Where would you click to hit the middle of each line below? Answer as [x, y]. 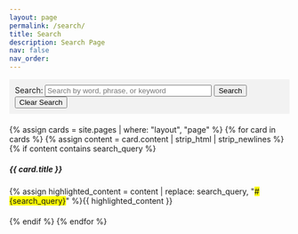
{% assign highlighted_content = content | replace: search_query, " [132, 191]
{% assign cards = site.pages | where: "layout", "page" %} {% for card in [143, 129]
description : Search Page [57, 42]
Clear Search [41, 102]
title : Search [36, 34]
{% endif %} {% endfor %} [58, 221]
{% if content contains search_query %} [83, 149]
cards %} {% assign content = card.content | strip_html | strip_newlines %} [147, 139]
